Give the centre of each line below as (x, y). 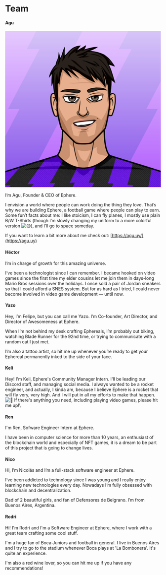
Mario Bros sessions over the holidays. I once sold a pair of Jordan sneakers (83, 283)
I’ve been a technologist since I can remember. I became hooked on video (80, 273)
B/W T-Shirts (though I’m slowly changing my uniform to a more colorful (78, 221)
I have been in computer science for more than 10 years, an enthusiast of (80, 438)
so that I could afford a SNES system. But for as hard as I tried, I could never (83, 289)
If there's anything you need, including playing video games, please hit (86, 400)
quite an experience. (26, 553)
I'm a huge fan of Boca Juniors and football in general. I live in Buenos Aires (82, 543)
